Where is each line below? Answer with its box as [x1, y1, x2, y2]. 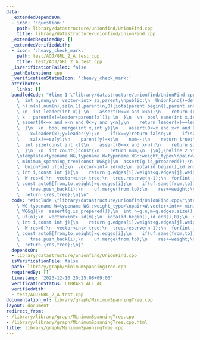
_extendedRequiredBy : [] [11, 36, 73, 42]
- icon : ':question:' [11, 20, 65, 26]
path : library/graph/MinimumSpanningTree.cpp [11, 264, 127, 270]
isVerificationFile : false [11, 258, 79, 264]
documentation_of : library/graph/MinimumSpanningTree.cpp [6, 297, 153, 303]
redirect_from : [6, 308, 44, 314]
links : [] [17, 86, 42, 92]
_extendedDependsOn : [11, 14, 62, 20]
